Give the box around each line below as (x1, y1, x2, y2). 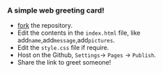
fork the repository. (17, 22, 73, 30)
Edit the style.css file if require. (17, 44, 109, 52)
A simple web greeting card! (7, 6, 104, 15)
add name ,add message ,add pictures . (17, 36, 115, 44)
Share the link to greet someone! (17, 58, 111, 67)
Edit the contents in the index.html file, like (17, 29, 141, 37)
